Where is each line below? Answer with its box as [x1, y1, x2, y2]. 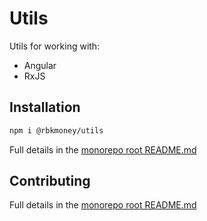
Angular [23, 59, 57, 71]
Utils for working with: [9, 40, 101, 52]
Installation [9, 99, 81, 116]
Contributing [9, 173, 91, 190]
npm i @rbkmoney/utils [9, 125, 104, 136]
